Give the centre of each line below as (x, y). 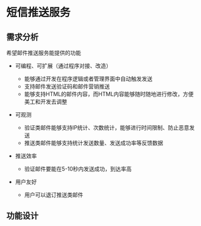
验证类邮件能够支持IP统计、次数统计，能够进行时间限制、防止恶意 (107, 128)
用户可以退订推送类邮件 (54, 195)
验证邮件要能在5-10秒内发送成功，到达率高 (78, 169)
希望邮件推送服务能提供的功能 (44, 53)
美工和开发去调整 (46, 102)
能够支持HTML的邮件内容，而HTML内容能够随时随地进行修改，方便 (109, 94)
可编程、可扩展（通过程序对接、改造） (63, 66)
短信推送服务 (39, 13)
